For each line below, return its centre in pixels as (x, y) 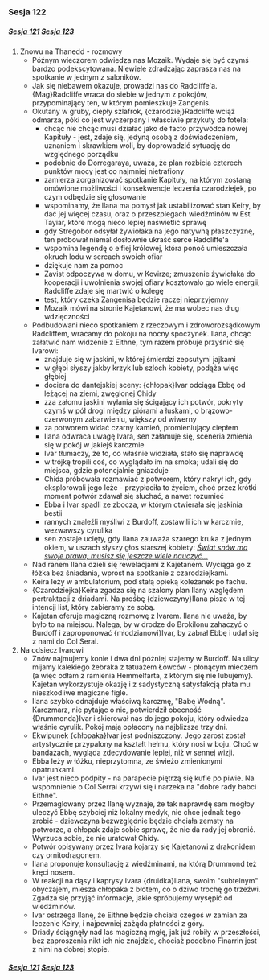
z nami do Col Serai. (65, 641)
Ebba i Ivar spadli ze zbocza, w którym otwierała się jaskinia (143, 504)
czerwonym (63, 419)
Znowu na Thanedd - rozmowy (71, 51)
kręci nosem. (53, 872)
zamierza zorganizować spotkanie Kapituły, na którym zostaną (147, 179)
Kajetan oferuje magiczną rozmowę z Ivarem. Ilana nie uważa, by (139, 616)
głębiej (55, 376)
